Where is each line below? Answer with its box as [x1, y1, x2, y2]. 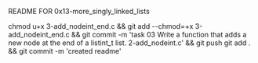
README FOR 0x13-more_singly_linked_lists [8, 7, 151, 16]
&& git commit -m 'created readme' [8, 47, 122, 55]
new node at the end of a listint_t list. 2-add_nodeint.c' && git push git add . [8, 38, 251, 47]
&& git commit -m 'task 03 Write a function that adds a [71, 30, 247, 39]
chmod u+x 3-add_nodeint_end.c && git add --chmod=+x [8, 22, 194, 30]
